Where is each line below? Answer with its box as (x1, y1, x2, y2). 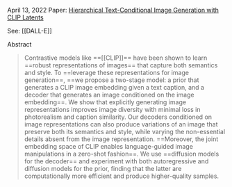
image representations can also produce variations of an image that (24, 120, 218, 128)
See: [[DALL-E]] (7, 27, 52, 35)
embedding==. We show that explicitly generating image (24, 98, 186, 106)
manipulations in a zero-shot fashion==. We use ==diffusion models (24, 149, 219, 158)
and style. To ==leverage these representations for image (24, 69, 190, 76)
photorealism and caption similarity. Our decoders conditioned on (24, 113, 213, 121)
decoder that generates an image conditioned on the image (24, 90, 194, 99)
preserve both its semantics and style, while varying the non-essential (24, 128, 226, 136)
